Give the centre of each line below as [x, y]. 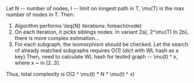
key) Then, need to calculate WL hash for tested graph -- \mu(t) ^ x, [96, 57]
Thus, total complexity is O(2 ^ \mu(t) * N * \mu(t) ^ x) [70, 74]
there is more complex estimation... [57, 38]
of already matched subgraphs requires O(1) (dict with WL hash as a [96, 50]
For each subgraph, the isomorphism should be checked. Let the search [101, 44]
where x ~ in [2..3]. [37, 63]
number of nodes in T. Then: [40, 15]
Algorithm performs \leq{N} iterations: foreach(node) [78, 26]
